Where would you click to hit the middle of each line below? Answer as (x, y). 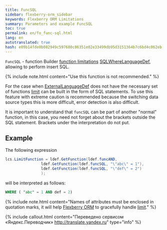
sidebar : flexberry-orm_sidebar (39, 15)
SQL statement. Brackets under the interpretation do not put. (67, 122)
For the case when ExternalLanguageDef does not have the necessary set (81, 86)
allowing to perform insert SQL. (37, 67)
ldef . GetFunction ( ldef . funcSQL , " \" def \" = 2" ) (91, 169)
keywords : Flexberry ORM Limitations (44, 19)
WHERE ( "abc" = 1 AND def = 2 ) (39, 192)
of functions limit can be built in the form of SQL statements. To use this (79, 91)
